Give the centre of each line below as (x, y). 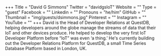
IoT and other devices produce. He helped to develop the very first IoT (76, 33)
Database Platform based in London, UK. (46, 48)
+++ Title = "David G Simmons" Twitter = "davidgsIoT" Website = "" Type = (81, 7)
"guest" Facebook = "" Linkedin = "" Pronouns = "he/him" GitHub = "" (75, 12)
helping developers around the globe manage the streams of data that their (80, 28)
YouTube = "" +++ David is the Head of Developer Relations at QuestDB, (78, 22)
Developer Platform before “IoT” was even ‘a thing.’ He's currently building (80, 38)
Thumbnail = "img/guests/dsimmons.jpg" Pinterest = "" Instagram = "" (76, 17)
